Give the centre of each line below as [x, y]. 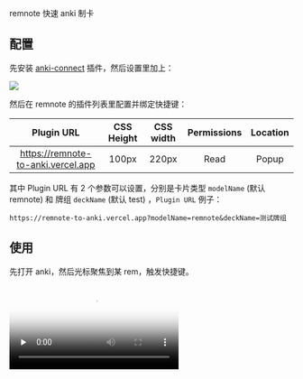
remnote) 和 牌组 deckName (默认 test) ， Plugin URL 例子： [116, 199]
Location [270, 132]
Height [123, 138]
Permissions [215, 132]
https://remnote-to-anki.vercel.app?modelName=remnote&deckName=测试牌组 [148, 218]
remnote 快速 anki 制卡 [52, 13]
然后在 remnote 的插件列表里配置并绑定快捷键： [98, 104]
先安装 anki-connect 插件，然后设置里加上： [92, 68]
